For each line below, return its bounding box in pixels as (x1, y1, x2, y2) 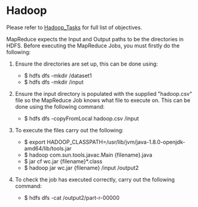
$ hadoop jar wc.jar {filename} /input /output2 (24, 164, 139, 171)
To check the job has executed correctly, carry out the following (15, 175, 175, 183)
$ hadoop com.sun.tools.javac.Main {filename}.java (24, 151, 153, 158)
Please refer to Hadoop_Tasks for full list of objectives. (6, 24, 142, 31)
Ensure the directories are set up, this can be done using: (15, 60, 159, 67)
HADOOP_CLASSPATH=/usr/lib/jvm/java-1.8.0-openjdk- (46, 138, 186, 146)
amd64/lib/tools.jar (24, 144, 72, 152)
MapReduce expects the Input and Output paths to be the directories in (6, 35, 184, 42)
